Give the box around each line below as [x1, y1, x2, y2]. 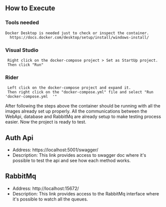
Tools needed [5, 19, 39, 26]
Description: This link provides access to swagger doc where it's [12, 152, 146, 158]
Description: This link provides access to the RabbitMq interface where [12, 190, 159, 196]
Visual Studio [5, 46, 39, 53]
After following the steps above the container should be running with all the [5, 103, 160, 109]
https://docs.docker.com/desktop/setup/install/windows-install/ [10, 35, 149, 40]
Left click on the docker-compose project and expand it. [7, 85, 131, 90]
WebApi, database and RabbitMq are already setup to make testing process [5, 114, 161, 120]
